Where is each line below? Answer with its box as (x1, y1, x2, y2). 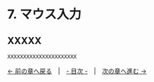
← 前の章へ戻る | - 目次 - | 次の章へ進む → (7, 67, 147, 75)
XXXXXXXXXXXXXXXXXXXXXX (7, 53, 77, 60)
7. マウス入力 (7, 6, 82, 22)
